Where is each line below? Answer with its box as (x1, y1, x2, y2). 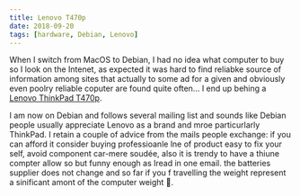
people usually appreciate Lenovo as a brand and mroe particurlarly (9, 120, 260, 130)
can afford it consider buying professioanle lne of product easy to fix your (9, 138, 283, 149)
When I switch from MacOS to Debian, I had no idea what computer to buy (9, 55, 285, 66)
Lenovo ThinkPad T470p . (9, 93, 102, 103)
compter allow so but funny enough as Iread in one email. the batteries (9, 158, 271, 169)
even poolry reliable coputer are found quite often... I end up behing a (9, 83, 267, 94)
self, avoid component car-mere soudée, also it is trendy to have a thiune (9, 148, 280, 159)
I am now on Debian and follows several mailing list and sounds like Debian (9, 110, 287, 121)
